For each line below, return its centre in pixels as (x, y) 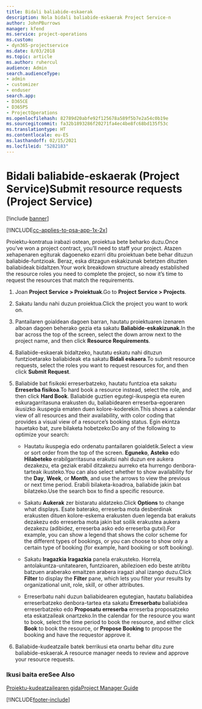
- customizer (23, 85)
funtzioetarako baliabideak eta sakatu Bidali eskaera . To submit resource (105, 358)
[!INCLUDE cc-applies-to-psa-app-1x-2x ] (57, 230)
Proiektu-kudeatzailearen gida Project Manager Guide (72, 688)
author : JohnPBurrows (33, 23)
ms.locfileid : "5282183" (37, 146)
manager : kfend (25, 29)
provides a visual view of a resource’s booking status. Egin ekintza (97, 422)
